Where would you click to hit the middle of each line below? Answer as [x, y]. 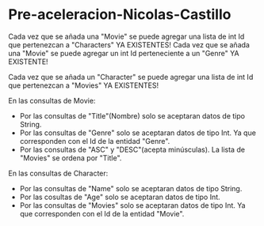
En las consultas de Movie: [52, 100]
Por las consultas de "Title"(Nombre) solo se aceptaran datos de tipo [132, 115]
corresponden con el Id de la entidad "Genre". [95, 141]
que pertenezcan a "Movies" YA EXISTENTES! [84, 85]
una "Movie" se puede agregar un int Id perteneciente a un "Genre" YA [124, 53]
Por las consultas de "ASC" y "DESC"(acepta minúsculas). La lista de [132, 149]
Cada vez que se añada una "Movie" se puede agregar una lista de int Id [126, 36]
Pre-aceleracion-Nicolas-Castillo [120, 15]
